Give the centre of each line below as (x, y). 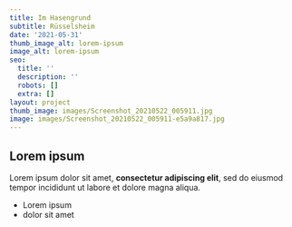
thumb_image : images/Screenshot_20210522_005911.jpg (111, 111)
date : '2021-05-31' (46, 35)
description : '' (48, 77)
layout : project (40, 102)
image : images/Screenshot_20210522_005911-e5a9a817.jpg (117, 119)
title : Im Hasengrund (50, 18)
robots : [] (38, 85)
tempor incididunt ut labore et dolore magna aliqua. (105, 187)
